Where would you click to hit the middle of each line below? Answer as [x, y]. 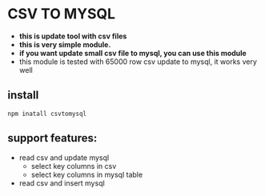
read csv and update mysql [64, 158]
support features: [52, 138]
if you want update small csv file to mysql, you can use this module [133, 53]
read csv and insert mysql [62, 183]
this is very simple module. [65, 44]
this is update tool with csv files [73, 36]
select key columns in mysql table [87, 174]
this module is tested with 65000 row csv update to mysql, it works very [138, 62]
